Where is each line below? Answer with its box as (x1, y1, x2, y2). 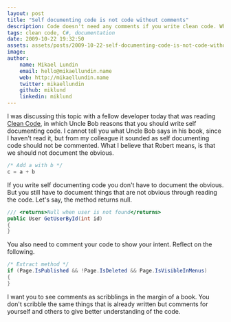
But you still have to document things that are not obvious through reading (7, 188, 218, 196)
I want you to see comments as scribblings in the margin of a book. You (7, 292, 210, 301)
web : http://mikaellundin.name (19, 74, 109, 81)
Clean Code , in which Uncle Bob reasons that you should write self (7, 120, 197, 127)
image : (7, 49, 26, 56)
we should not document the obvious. (7, 149, 115, 157)
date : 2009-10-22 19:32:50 (7, 36, 85, 43)
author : (7, 55, 30, 62)
